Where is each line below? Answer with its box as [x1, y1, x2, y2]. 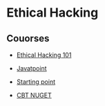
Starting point [16, 78, 56, 86]
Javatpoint [16, 64, 47, 72]
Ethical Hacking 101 [16, 51, 72, 59]
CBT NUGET [16, 91, 52, 99]
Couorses [6, 33, 50, 44]
